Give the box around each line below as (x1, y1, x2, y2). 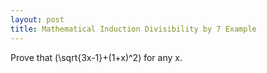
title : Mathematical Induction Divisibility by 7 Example (10, 24, 257, 34)
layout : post (10, 14, 65, 25)
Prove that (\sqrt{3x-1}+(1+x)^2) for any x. (10, 51, 183, 63)
